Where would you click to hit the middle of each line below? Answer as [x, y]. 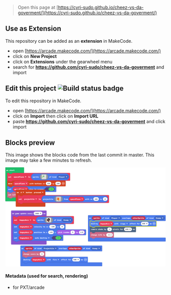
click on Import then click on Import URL [55, 116]
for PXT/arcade [28, 287]
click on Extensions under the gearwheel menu [63, 62]
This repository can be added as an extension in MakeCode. [69, 41]
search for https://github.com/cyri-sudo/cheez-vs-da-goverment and [88, 67]
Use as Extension [33, 29]
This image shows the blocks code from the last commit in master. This [80, 155]
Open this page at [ [38, 7]
